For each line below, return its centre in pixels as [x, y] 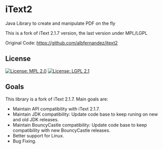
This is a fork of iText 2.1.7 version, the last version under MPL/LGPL [76, 33]
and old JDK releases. [36, 119]
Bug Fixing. [24, 141]
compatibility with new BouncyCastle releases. [61, 130]
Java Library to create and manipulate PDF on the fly [60, 23]
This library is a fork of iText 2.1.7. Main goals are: [57, 99]
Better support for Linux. [38, 135]
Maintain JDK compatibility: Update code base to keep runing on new [85, 114]
